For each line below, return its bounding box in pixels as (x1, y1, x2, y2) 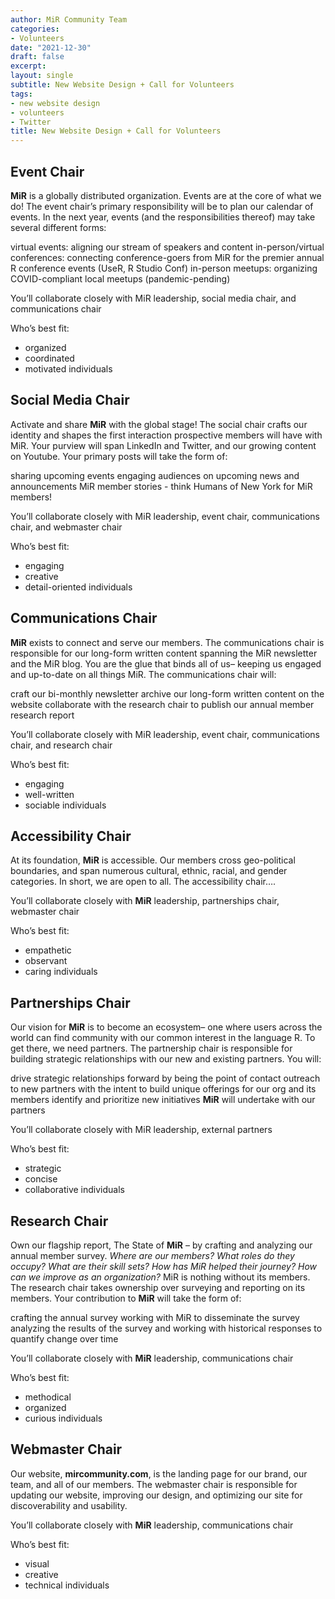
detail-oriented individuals (24, 581, 133, 593)
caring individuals (24, 966, 98, 978)
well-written (24, 788, 75, 800)
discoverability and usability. (10, 1499, 128, 1511)
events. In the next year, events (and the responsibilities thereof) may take (10, 211, 316, 223)
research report (10, 709, 75, 721)
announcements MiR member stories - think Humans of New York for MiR (10, 480, 313, 492)
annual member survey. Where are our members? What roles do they (10, 1250, 295, 1261)
